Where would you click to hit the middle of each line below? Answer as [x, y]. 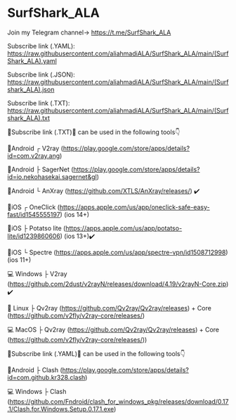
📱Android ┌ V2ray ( [35, 148]
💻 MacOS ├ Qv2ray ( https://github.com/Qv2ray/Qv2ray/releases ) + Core [113, 329]
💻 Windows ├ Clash [37, 391]
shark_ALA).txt [29, 118]
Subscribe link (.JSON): [41, 74]
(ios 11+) [19, 260]
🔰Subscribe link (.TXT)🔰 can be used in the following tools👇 [94, 132]
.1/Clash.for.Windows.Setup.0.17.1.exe [61, 409]
